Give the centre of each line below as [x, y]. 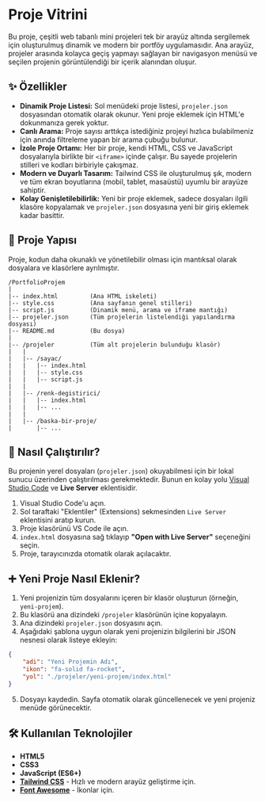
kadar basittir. [42, 215]
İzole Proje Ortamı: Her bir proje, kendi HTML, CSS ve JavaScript [126, 147]
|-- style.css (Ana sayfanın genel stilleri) [100, 303]
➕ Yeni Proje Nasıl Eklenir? [74, 579]
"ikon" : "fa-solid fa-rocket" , [74, 669]
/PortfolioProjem [37, 282]
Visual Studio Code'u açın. [62, 503]
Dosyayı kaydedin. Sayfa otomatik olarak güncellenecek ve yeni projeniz [137, 699]
